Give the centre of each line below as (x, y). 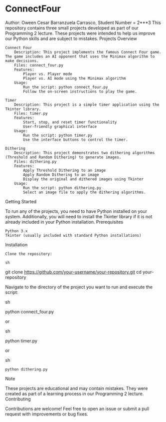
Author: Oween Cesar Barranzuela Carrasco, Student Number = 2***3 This (83, 23)
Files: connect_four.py (39, 65)
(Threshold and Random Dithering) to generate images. (63, 157)
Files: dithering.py (35, 161)
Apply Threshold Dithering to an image (65, 170)
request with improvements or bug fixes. (47, 414)
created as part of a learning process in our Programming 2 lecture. (75, 393)
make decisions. (22, 61)
